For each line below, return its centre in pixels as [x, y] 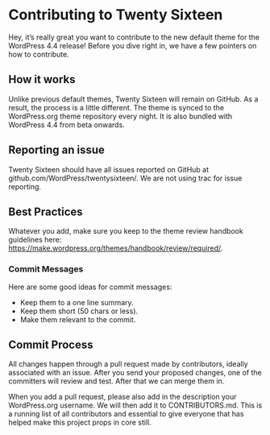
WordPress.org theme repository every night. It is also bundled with [120, 116]
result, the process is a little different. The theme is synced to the [116, 107]
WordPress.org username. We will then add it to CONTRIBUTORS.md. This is [135, 405]
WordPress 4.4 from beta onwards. [66, 124]
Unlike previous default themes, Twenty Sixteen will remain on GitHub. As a [133, 99]
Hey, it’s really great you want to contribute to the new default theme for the [134, 37]
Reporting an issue [56, 150]
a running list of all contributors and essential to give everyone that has [126, 414]
